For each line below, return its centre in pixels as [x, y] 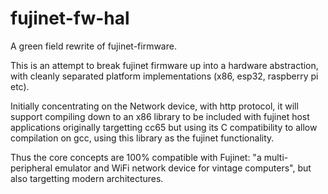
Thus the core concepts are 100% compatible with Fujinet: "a [136, 157]
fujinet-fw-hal [70, 18]
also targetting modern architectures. [87, 178]
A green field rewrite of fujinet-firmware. [93, 46]
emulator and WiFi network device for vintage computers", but [183, 168]
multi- [276, 157]
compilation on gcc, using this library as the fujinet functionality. [142, 138]
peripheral [31, 168]
